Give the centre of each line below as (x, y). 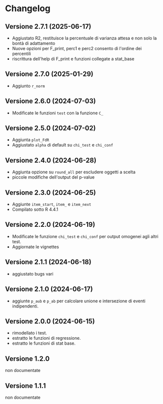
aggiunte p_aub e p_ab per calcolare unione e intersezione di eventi (79, 301)
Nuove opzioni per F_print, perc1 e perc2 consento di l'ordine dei (77, 48)
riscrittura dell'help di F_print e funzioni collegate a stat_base (73, 59)
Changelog (28, 9)
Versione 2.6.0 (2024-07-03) (51, 101)
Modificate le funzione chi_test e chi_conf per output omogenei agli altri (85, 236)
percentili (21, 54)
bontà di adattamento (34, 43)
